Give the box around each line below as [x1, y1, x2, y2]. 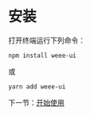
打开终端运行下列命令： [8, 35, 85, 45]
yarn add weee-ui [8, 82, 66, 91]
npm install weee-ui [8, 51, 77, 60]
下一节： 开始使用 [8, 97, 65, 107]
